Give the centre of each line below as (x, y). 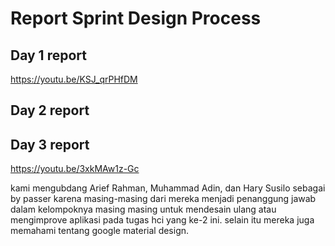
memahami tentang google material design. (100, 231)
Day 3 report (50, 144)
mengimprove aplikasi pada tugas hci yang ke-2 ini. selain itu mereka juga (162, 220)
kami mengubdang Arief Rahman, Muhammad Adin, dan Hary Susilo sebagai (168, 188)
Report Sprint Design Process (136, 18)
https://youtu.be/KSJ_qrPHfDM (74, 79)
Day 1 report (48, 55)
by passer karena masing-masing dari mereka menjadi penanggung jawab (163, 199)
